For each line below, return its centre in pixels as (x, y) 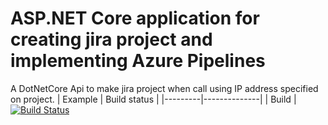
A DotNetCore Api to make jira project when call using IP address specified (164, 88)
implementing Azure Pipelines (138, 61)
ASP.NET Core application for (135, 18)
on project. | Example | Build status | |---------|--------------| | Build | (153, 99)
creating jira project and (111, 39)
